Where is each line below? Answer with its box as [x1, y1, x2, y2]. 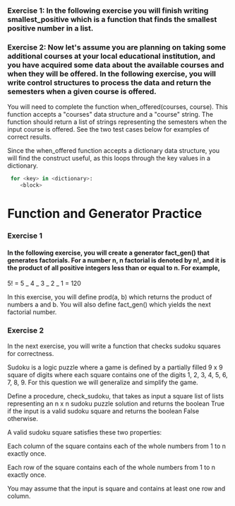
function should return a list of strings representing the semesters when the [7, 117, 227, 126]
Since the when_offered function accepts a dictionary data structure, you [7, 146, 220, 155]
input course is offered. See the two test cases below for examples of [7, 125, 210, 134]
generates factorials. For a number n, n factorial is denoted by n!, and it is [7, 255, 227, 264]
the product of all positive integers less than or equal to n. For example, [7, 263, 220, 272]
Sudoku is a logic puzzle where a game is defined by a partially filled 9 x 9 [7, 363, 224, 372]
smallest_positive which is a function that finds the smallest [7, 14, 217, 24]
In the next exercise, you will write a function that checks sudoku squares [7, 342, 221, 350]
